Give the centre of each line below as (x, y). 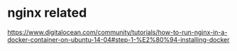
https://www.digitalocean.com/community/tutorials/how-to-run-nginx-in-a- (117, 32)
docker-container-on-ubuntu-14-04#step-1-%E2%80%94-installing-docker (118, 39)
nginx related (47, 13)
